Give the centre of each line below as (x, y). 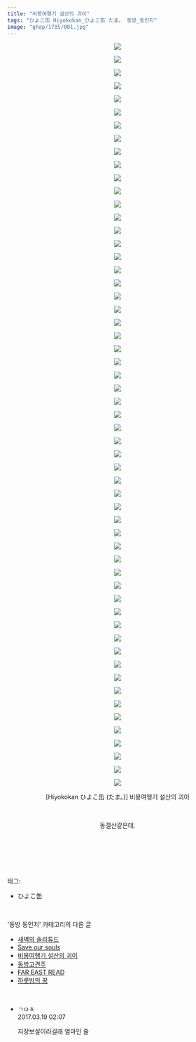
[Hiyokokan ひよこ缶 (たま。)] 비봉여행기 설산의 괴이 (118, 797)
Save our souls (39, 947)
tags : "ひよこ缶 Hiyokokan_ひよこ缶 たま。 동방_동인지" (82, 20)
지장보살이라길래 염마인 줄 (53, 1031)
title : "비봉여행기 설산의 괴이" (49, 14)
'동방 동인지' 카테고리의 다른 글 (49, 925)
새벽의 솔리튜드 (38, 940)
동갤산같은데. (118, 825)
